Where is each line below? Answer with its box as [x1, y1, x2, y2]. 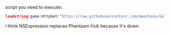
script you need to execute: [5, 4, 62, 10]
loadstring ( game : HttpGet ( [5, 14, 60, 19]
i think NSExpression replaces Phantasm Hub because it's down [5, 22, 139, 29]
